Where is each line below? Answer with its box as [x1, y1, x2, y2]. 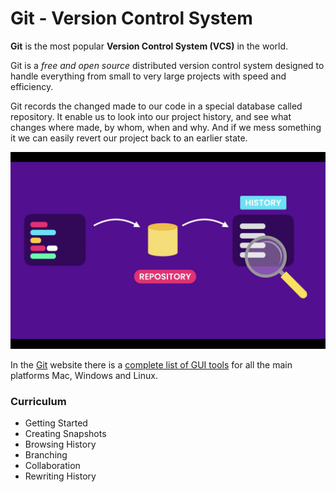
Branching [24, 449, 68, 461]
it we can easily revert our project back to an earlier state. [10, 132, 248, 144]
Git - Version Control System [10, 7, 253, 30]
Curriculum [10, 394, 67, 408]
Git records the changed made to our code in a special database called [10, 100, 303, 112]
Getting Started [24, 417, 88, 429]
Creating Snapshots [24, 428, 107, 440]
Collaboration [24, 460, 81, 472]
